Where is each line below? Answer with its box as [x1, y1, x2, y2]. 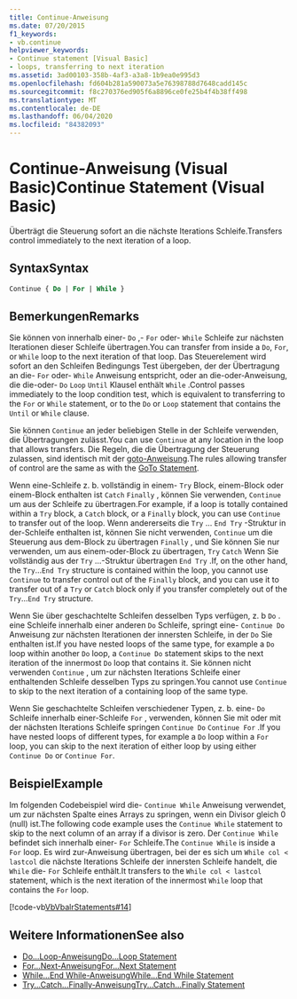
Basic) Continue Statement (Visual [9, 178, 265, 198]
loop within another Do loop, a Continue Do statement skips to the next [9, 648, 264, 659]
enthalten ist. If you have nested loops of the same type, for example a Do [9, 638, 275, 649]
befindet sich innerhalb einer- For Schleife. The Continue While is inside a [9, 837, 276, 848]
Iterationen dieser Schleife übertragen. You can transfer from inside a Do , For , [9, 342, 289, 353]
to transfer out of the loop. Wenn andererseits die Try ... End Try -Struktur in [9, 518, 286, 528]
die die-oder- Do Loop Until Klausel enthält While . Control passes [9, 379, 246, 391]
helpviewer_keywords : [9, 46, 90, 55]
